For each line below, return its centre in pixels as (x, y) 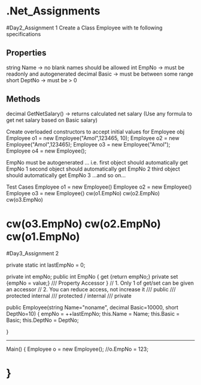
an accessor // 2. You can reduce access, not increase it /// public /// (91, 289)
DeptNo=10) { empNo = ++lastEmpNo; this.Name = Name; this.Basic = (93, 314)
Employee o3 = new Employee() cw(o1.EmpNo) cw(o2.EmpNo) (83, 193)
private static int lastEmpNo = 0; (46, 265)
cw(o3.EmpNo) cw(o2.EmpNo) (84, 224)
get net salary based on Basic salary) (52, 120)
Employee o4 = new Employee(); (46, 151)
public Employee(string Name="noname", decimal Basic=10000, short (92, 307)
